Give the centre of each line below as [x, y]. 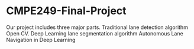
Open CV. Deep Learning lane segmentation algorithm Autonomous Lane [95, 33]
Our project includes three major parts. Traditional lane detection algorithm [97, 27]
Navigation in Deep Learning [41, 40]
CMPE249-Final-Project [66, 11]
